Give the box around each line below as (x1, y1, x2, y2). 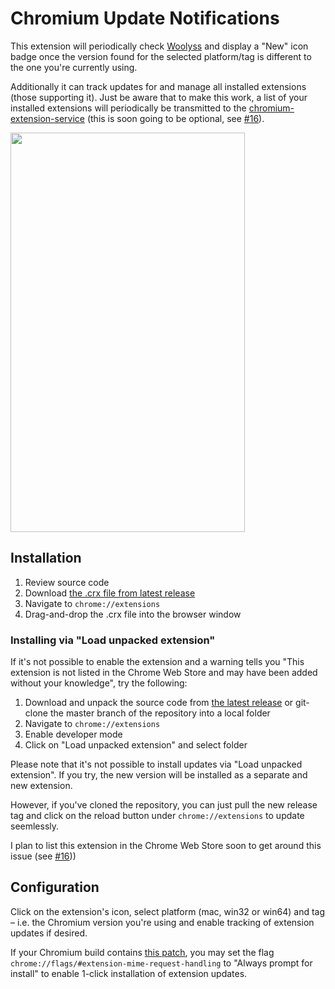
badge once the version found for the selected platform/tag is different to (10, 50, 312, 62)
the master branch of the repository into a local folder (49, 707, 271, 719)
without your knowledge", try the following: (10, 677, 188, 689)
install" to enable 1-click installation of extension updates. (10, 967, 248, 979)
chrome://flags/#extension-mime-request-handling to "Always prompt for (10, 957, 313, 969)
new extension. (10, 780, 73, 792)
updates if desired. (10, 927, 88, 939)
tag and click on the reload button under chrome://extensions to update (10, 810, 305, 822)
